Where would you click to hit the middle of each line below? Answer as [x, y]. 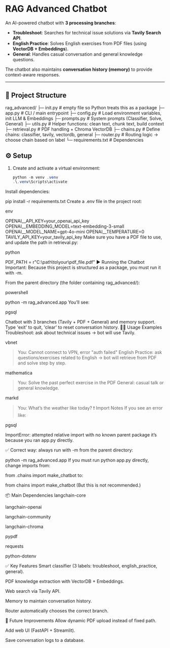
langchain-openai [24, 507]
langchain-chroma [25, 526]
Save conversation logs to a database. [45, 640]
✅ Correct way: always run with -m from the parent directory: [69, 450]
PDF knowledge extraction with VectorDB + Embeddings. [65, 581]
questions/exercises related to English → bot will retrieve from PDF [87, 358]
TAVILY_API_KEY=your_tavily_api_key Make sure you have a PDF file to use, [84, 237]
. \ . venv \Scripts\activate [40, 182]
